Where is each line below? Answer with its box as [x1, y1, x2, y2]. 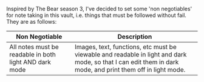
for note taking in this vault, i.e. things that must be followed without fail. [6, 12, 187, 19]
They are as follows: [6, 18, 57, 25]
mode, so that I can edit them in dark [75, 58, 179, 66]
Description [117, 33, 152, 41]
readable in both [9, 50, 56, 58]
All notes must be [9, 43, 59, 51]
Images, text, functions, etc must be [75, 43, 177, 51]
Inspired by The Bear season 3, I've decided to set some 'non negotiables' [6, 5, 192, 12]
